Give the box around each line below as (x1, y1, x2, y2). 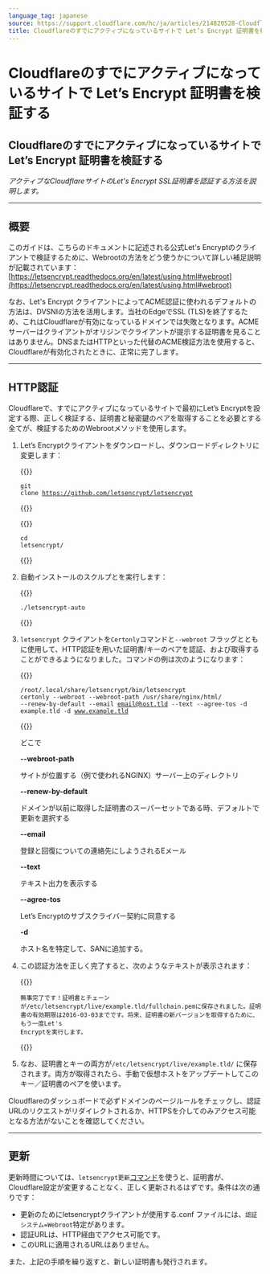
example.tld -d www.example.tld (19, 707, 129, 715)
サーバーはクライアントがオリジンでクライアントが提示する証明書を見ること (8, 327, 261, 337)
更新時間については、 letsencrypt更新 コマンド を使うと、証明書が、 (8, 1172, 229, 1182)
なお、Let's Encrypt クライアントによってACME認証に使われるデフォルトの (8, 297, 257, 306)
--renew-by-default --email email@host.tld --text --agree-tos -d (19, 700, 247, 708)
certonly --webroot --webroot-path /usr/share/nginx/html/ (19, 693, 223, 701)
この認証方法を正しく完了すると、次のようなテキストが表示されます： (19, 961, 252, 970)
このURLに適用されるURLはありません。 (19, 1239, 154, 1249)
